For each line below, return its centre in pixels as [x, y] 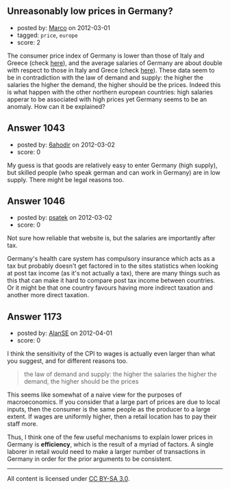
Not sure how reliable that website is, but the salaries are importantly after [111, 238]
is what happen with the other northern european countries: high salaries [110, 92]
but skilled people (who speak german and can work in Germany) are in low [114, 172]
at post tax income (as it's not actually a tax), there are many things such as [114, 273]
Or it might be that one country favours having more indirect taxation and [110, 288]
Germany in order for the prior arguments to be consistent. [90, 459]
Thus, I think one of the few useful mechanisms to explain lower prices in [110, 437]
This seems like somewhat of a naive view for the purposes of [94, 395]
